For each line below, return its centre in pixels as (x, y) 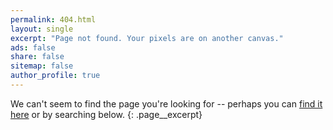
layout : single (42, 29)
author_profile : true (55, 76)
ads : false (33, 47)
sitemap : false (42, 66)
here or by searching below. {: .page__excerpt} (106, 114)
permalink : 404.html (53, 19)
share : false (37, 57)
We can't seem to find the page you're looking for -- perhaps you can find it (166, 103)
